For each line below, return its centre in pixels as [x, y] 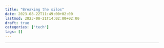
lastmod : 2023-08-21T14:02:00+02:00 [42, 18]
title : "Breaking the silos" [35, 9]
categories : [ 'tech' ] [27, 27]
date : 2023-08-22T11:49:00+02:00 [39, 14]
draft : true [17, 23]
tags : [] [14, 32]
